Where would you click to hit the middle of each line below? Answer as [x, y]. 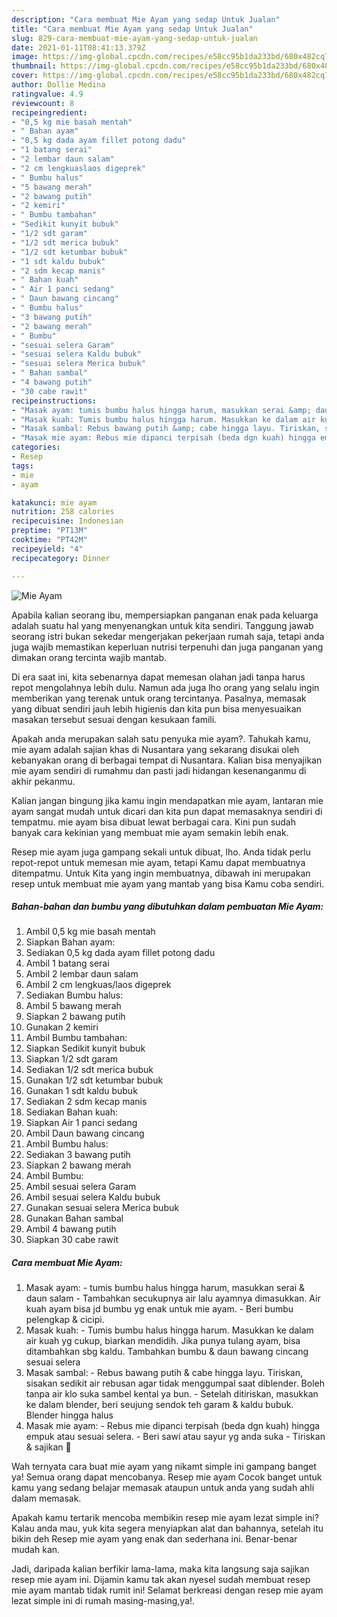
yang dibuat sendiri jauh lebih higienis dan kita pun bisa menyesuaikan [156, 708]
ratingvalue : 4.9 [47, 94]
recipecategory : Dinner [61, 558]
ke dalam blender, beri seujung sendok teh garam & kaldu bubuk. [159, 1405]
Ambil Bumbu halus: [67, 1144]
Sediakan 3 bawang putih [78, 1155]
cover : [25, 76]
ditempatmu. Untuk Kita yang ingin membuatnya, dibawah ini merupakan [161, 873]
